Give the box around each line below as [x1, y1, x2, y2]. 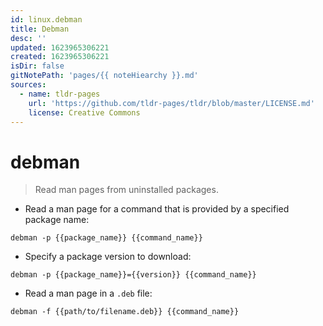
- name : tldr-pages [19, 89, 101, 99]
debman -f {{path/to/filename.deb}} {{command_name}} [10, 307, 240, 317]
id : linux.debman [10, 14, 83, 25]
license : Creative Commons [28, 107, 141, 118]
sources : [10, 80, 47, 90]
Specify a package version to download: [24, 251, 192, 263]
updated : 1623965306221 [10, 42, 110, 53]
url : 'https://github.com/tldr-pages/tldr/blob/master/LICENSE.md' [28, 98, 315, 108]
